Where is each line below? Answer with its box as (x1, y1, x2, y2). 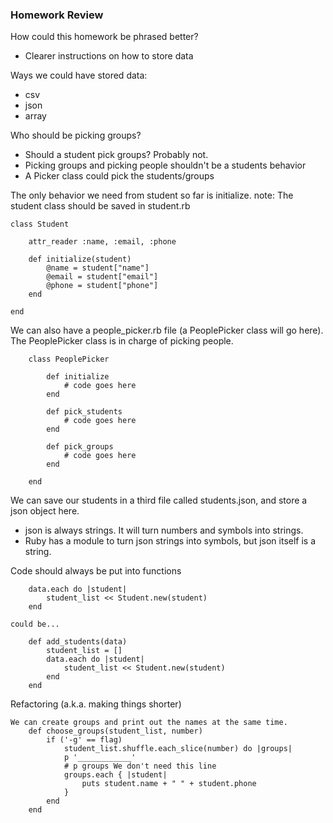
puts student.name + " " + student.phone (81, 779, 257, 789)
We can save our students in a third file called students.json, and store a (10, 494, 308, 507)
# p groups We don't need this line (63, 761, 217, 772)
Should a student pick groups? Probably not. (24, 149, 209, 161)
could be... (10, 619, 60, 630)
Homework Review (10, 8, 104, 22)
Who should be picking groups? (10, 129, 142, 142)
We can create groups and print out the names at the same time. (10, 718, 288, 728)
